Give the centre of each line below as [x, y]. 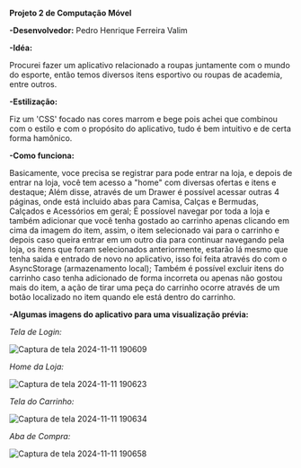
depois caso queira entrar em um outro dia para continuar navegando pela [147, 240]
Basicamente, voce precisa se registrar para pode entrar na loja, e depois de [151, 173]
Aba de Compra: [40, 436]
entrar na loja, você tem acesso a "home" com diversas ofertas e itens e [143, 182]
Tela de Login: [36, 332]
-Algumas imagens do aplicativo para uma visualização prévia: [129, 314]
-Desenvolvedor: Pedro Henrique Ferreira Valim [98, 30]
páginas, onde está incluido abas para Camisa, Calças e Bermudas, [134, 202]
